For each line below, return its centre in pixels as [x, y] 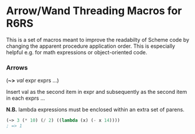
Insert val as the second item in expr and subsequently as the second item [97, 92]
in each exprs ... [26, 98]
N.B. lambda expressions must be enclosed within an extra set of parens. [95, 110]
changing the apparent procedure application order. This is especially [91, 46]
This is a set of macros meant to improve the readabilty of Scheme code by [98, 40]
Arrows [17, 67]
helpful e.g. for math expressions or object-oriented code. [77, 52]
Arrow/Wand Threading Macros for [94, 11]
